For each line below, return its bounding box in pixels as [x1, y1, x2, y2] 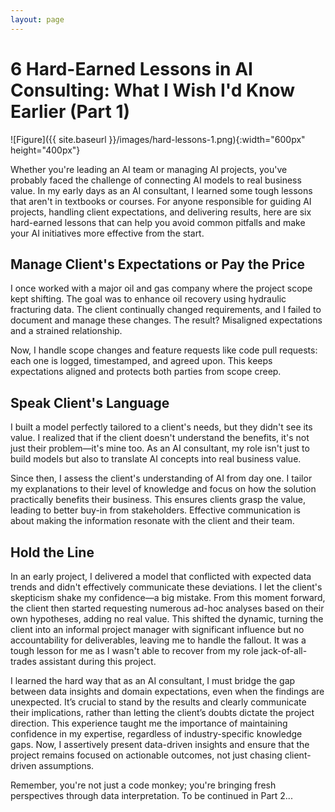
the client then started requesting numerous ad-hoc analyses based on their [10, 602, 325, 614]
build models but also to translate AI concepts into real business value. [10, 453, 302, 465]
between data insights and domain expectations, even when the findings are [10, 686, 325, 697]
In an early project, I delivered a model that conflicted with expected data [10, 571, 312, 582]
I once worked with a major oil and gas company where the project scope [10, 282, 313, 295]
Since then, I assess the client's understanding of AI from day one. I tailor [10, 472, 313, 485]
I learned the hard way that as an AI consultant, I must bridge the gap [10, 675, 296, 686]
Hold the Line [10, 544, 95, 561]
